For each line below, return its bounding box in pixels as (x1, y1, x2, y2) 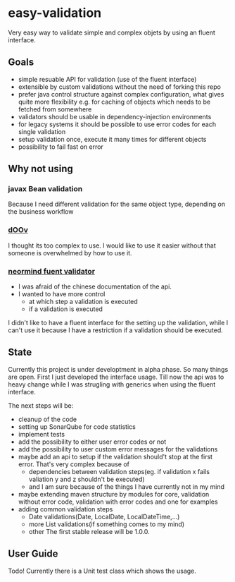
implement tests (18, 430, 65, 438)
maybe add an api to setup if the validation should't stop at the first (18, 452, 213, 461)
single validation (18, 127, 66, 135)
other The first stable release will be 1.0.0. (28, 527, 150, 535)
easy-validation (8, 5, 102, 21)
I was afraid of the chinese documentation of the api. (18, 282, 172, 291)
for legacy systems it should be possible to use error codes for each (18, 120, 217, 128)
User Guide (8, 548, 58, 560)
